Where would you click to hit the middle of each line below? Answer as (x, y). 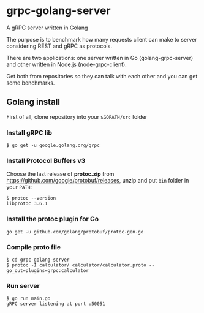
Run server (23, 285)
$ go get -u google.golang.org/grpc (53, 145)
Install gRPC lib (29, 132)
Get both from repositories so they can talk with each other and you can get (102, 76)
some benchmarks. (31, 83)
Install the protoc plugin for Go (53, 219)
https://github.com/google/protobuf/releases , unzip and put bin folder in (98, 181)
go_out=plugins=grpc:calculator (47, 270)
